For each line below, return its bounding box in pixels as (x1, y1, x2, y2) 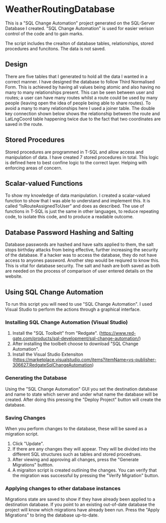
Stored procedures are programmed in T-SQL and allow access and (5, 149, 144, 155)
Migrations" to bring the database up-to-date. (5, 512, 99, 518)
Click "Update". (12, 441, 44, 447)
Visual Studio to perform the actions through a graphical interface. (5, 306, 141, 312)
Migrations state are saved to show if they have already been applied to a (5, 496, 156, 503)
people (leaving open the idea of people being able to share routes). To (5, 100, 151, 106)
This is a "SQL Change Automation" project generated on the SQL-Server (5, 20, 155, 26)
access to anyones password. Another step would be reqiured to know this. (5, 257, 160, 263)
